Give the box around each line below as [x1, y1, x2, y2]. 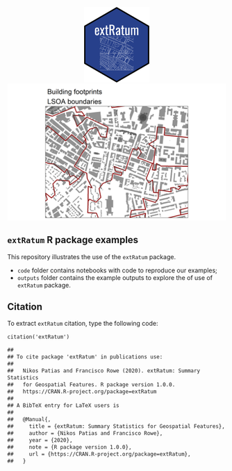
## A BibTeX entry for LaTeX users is [7, 402, 119, 409]
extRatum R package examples [7, 234, 139, 246]
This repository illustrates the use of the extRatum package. [7, 252, 176, 261]
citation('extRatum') [7, 333, 70, 340]
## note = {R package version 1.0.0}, [7, 444, 132, 451]
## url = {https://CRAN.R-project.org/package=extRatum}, [7, 451, 191, 458]
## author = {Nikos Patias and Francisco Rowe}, [7, 430, 163, 437]
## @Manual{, [7, 416, 51, 423]
